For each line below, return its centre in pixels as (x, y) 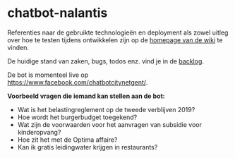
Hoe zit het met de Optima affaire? (67, 140)
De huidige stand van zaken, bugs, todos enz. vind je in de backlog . (106, 61)
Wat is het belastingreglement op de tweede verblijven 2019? (106, 109)
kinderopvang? (39, 132)
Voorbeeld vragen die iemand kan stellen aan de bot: (86, 96)
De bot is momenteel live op (48, 75)
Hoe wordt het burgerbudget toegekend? (77, 117)
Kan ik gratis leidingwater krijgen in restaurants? (88, 147)
